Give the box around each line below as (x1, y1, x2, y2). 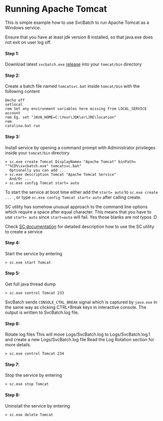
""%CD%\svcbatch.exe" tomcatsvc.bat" (5, 163, 82, 169)
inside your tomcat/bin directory (5, 150, 70, 155)
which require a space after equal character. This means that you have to (5, 209, 152, 215)
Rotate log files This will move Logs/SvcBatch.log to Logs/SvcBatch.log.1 (5, 331, 151, 337)
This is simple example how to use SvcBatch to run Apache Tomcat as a (5, 19, 149, 25)
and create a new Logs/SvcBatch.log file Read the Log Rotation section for (5, 337, 154, 343)
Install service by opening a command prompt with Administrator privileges (5, 145, 156, 151)
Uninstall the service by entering (5, 403, 71, 409)
